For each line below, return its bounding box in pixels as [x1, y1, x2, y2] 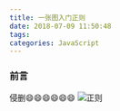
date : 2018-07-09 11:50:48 [9, 22, 112, 31]
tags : [9, 30, 30, 39]
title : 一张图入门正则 [9, 13, 86, 23]
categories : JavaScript [9, 38, 100, 48]
